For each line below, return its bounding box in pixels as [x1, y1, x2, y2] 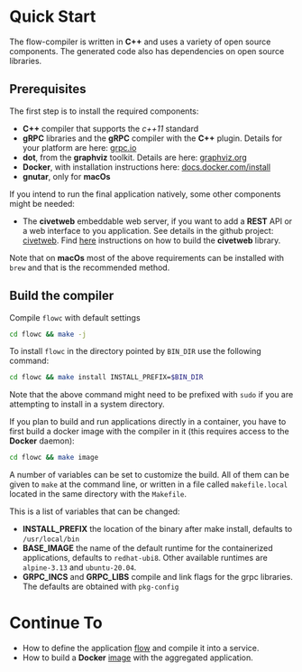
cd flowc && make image [9, 453, 99, 462]
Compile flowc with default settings [9, 312, 142, 322]
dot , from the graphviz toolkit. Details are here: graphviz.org [22, 152, 248, 163]
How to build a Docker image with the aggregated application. [22, 652, 254, 663]
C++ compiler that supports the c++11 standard [22, 123, 199, 134]
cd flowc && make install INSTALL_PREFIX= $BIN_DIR [9, 373, 204, 382]
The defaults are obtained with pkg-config [22, 581, 179, 593]
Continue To [9, 612, 104, 633]
